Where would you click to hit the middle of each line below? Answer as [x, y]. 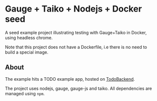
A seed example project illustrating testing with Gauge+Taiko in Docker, [76, 32]
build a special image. [27, 52]
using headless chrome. [29, 38]
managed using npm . [25, 93]
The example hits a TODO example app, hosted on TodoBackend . [70, 79]
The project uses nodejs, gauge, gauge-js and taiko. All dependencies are [78, 88]
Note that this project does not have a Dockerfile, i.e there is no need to [76, 47]
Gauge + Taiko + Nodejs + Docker [73, 9]
